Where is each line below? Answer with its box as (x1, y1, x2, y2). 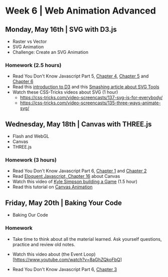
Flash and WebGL (12, 133, 49, 140)
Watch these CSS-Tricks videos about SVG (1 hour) (12, 89, 118, 95)
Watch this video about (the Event (12, 251, 83, 257)
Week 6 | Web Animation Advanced (5, 5, 156, 17)
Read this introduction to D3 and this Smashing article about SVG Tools (12, 84, 159, 90)
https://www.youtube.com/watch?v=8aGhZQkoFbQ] (14, 256, 122, 262)
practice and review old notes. (12, 241, 75, 247)
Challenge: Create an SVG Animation (12, 49, 89, 55)
